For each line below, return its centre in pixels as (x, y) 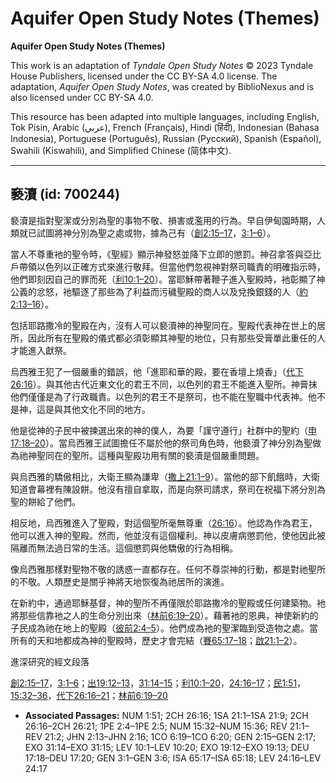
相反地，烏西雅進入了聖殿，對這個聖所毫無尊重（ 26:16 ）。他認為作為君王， (164, 523)
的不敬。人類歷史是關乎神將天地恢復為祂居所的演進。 (120, 581)
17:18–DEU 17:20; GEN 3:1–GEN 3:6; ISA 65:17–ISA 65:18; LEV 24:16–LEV (173, 758)
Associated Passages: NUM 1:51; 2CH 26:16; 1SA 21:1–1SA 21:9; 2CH (166, 715)
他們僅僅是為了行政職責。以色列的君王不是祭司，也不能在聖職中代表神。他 (163, 396)
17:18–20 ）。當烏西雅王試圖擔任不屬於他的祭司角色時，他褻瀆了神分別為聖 (161, 443)
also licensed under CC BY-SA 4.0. (82, 97)
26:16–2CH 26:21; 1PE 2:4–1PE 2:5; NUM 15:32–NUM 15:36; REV (156, 726)
